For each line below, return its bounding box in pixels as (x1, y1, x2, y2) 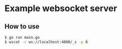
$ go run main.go (4, 35, 40, 40)
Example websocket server (4, 3, 118, 14)
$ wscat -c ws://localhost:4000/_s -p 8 (4, 39, 88, 44)
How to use (4, 22, 40, 31)
